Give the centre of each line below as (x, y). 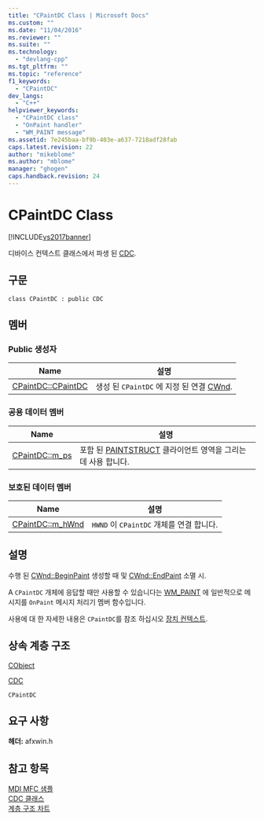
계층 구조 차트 (29, 809)
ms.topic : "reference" (45, 74)
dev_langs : (26, 96)
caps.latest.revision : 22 (50, 147)
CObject (22, 665)
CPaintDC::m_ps (42, 455)
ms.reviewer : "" (35, 37)
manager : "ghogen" (38, 169)
